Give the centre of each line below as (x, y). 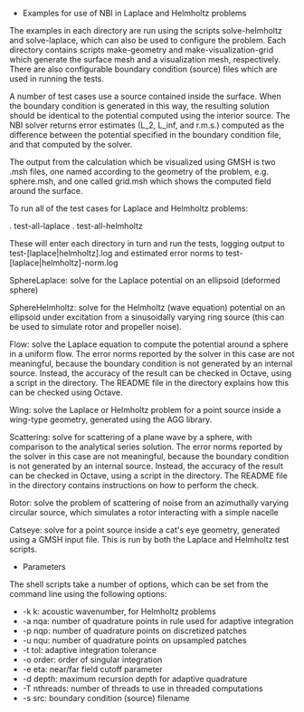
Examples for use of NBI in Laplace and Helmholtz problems (134, 13)
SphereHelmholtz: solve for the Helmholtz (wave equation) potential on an (147, 308)
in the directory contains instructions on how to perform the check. (134, 485)
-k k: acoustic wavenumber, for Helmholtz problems (119, 611)
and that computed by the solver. (71, 144)
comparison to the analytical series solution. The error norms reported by (146, 447)
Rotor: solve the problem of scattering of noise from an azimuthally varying (149, 503)
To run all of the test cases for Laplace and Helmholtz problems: (129, 208)
